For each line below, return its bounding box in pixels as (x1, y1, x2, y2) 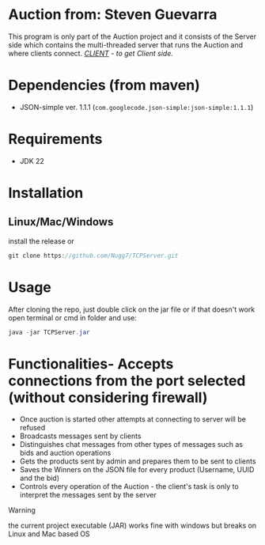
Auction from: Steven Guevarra (8, 6, 218, 24)
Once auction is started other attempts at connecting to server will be (19, 414, 247, 424)
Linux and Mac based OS (8, 529, 90, 539)
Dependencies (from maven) (8, 77, 200, 94)
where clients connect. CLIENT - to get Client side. (8, 48, 174, 58)
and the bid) (19, 473, 60, 483)
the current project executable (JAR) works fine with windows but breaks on (8, 520, 257, 531)
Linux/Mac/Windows (8, 215, 114, 229)
